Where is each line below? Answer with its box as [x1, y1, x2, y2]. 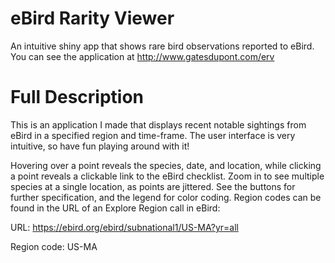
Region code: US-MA [10, 240, 98, 252]
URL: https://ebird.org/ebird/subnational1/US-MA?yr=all [10, 221, 239, 233]
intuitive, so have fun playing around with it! [10, 140, 190, 152]
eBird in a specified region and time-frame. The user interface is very [10, 129, 296, 141]
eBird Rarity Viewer [10, 7, 175, 30]
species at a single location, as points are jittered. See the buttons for [10, 180, 296, 192]
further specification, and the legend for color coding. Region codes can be [10, 191, 322, 203]
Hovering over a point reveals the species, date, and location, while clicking [10, 159, 322, 171]
